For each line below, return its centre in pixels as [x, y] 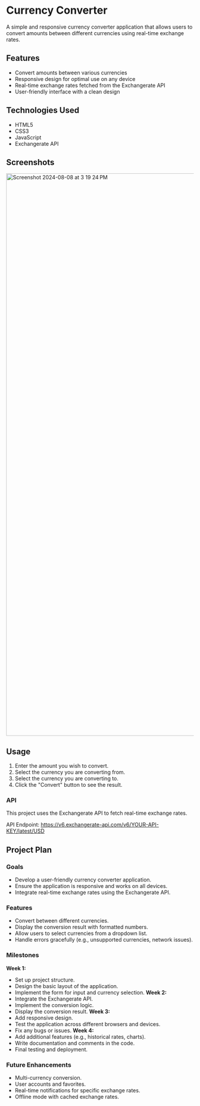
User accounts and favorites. [50, 1084]
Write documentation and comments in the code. [75, 1043]
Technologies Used [43, 110]
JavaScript [28, 137]
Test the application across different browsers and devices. [87, 1024]
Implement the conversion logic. [54, 1005]
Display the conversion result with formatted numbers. [82, 927]
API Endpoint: [23, 825]
